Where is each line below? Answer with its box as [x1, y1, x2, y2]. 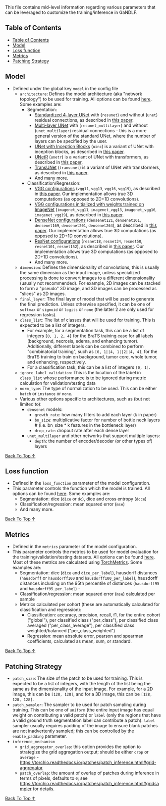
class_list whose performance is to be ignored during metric [19, 375, 146, 381]
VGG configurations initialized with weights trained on [34, 201, 145, 207]
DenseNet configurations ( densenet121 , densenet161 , [34, 217, 141, 223]
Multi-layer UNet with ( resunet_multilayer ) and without [34, 122, 148, 128]
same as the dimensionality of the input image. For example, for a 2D [12, 686, 153, 692]
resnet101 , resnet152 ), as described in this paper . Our [34, 243, 144, 249]
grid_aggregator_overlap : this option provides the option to [19, 744, 141, 750]
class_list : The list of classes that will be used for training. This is [19, 317, 156, 323]
